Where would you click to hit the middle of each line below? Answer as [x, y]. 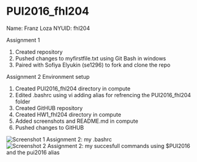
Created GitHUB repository [49, 108]
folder [23, 101]
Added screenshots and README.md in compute [77, 121]
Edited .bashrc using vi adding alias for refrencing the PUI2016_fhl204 [103, 95]
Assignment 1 [23, 40]
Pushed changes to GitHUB [49, 127]
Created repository [39, 52]
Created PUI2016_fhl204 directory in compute [73, 88]
